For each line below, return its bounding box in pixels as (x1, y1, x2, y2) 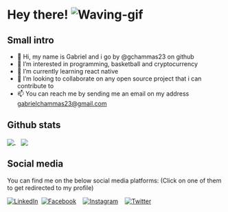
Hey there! (7, 7, 69, 23)
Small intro (7, 34, 54, 46)
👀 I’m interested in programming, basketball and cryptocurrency (16, 60, 198, 68)
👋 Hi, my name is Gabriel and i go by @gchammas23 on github (16, 52, 194, 61)
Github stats (7, 119, 61, 131)
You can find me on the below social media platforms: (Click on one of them (7, 176, 222, 184)
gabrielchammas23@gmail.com (16, 100, 107, 107)
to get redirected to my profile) (7, 183, 94, 192)
